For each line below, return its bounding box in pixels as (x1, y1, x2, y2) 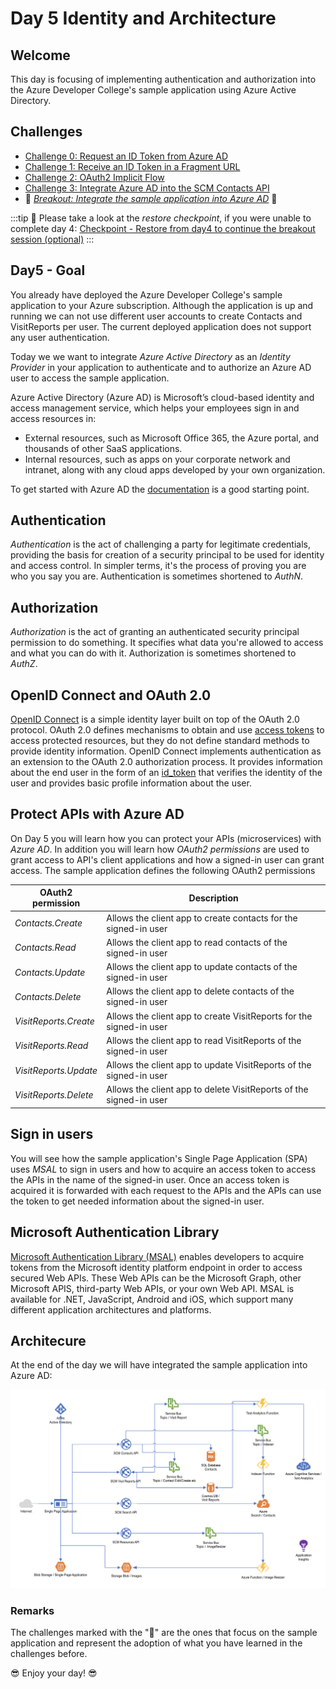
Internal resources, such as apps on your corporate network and (24, 453, 291, 465)
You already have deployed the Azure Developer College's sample (10, 288, 283, 301)
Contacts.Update (14, 966, 86, 978)
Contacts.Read (14, 942, 77, 954)
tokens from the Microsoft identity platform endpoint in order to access (10, 1261, 303, 1273)
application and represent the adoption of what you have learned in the (10, 1637, 303, 1649)
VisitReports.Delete (14, 1088, 94, 1101)
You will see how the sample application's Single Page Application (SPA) (10, 1152, 308, 1164)
